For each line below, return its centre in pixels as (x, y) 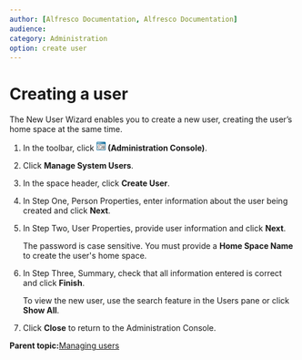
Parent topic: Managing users (65, 345)
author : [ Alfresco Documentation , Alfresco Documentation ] (124, 19)
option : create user (49, 48)
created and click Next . (66, 211)
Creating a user (69, 94)
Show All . (41, 311)
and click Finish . (53, 283)
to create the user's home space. (85, 256)
